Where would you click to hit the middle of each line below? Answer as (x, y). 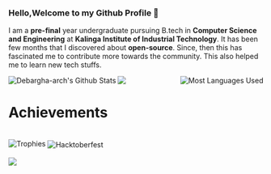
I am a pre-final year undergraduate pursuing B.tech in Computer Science (133, 31)
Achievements (58, 113)
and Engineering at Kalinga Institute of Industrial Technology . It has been (133, 39)
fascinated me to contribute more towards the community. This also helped (133, 57)
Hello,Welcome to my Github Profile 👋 (84, 13)
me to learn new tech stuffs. (55, 65)
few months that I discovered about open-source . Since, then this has (125, 48)
